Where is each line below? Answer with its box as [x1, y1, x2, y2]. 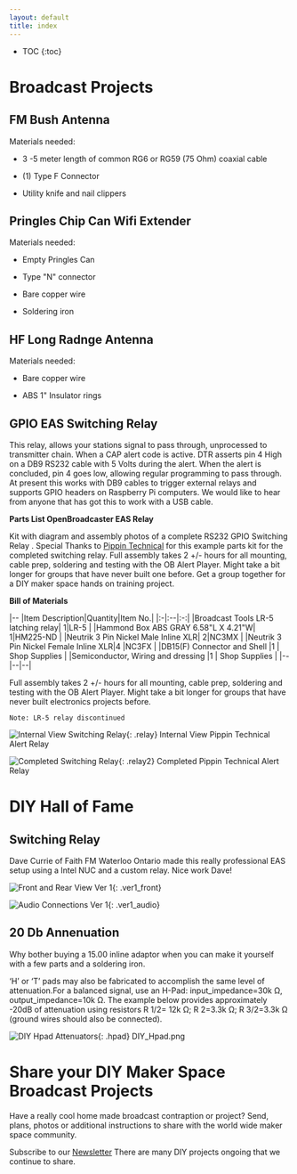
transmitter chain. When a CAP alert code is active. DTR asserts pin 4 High [9, 449, 283, 460]
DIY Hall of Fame [9, 796, 134, 817]
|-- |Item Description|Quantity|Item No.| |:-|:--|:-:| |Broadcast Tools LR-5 [9, 612, 274, 624]
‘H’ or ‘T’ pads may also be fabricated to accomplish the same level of [9, 975, 265, 986]
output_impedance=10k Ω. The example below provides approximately [9, 994, 268, 1005]
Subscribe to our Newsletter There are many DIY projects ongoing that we [9, 1146, 281, 1157]
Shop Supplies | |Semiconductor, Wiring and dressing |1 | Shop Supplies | [9, 650, 278, 661]
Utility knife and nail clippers [21, 188, 127, 199]
